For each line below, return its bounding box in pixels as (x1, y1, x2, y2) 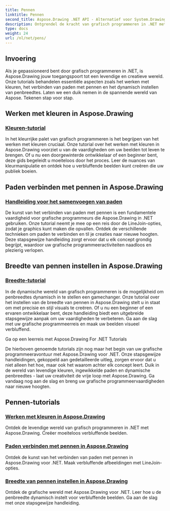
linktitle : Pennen (5, 12, 44, 17)
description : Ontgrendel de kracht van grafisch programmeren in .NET (5, 21, 157, 27)
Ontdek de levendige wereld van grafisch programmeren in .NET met (5, 424, 149, 431)
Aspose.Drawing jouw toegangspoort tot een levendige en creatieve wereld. (5, 73, 164, 79)
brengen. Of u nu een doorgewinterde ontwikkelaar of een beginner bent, (5, 152, 158, 158)
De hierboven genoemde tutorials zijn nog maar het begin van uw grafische (5, 346, 163, 352)
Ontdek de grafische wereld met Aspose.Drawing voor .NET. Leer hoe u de (5, 489, 161, 495)
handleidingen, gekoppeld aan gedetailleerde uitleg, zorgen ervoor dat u (5, 356, 156, 362)
